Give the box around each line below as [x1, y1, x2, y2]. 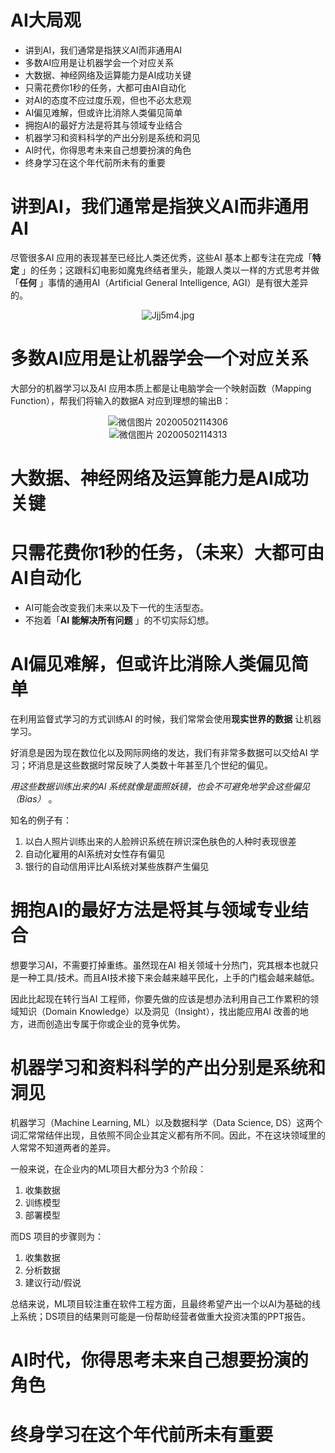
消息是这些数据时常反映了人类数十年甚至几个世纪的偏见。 [36, 759, 273, 771]
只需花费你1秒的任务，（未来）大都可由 [10, 542, 325, 565]
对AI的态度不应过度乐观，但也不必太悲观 [24, 94, 192, 106]
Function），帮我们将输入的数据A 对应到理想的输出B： [10, 394, 232, 406]
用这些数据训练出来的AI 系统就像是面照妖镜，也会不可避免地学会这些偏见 [10, 780, 311, 792]
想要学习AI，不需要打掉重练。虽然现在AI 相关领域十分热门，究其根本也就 [10, 959, 310, 971]
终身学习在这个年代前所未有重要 [10, 1424, 274, 1446]
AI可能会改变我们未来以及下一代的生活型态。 [24, 601, 210, 613]
